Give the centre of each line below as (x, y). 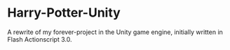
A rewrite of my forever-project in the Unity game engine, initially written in (115, 32)
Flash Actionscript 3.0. (40, 39)
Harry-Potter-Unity (64, 13)
